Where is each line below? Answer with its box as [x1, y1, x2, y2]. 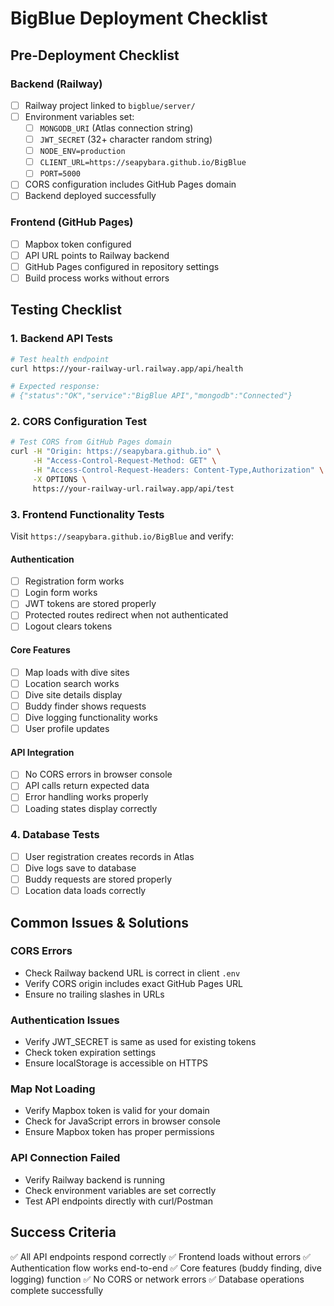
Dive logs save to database [24, 862, 137, 874]
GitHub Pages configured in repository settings [24, 260, 220, 272]
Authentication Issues [10, 1013, 120, 1027]
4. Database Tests [10, 828, 100, 842]
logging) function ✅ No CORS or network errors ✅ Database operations [10, 1273, 305, 1285]
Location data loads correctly [24, 885, 147, 897]
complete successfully [10, 1284, 104, 1296]
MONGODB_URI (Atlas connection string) [39, 122, 194, 134]
